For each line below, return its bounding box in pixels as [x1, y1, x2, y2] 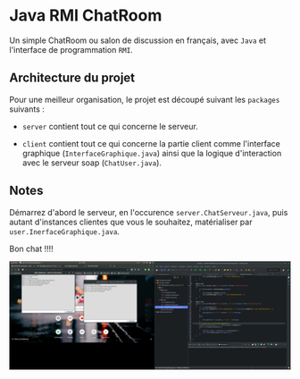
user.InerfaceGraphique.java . [9, 225, 121, 237]
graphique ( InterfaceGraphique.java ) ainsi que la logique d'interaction [21, 147, 282, 158]
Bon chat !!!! [9, 243, 54, 254]
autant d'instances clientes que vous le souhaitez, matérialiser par [9, 216, 253, 227]
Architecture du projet [9, 71, 136, 86]
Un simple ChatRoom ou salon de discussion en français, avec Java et [9, 35, 266, 46]
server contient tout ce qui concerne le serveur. [21, 121, 198, 131]
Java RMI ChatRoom [9, 5, 162, 26]
